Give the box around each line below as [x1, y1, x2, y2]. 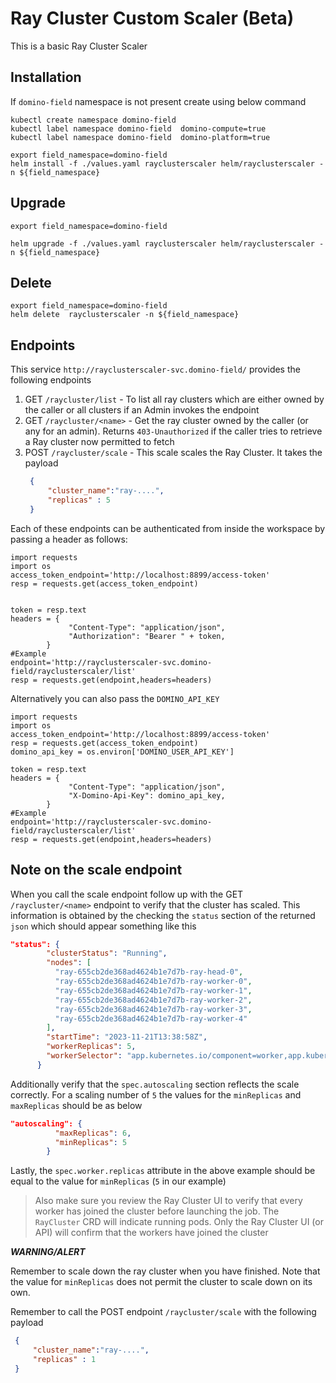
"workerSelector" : [46, 1051, 123, 1061]
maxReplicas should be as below [10, 1099, 143, 1111]
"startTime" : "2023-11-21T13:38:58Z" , [46, 1032, 208, 1042]
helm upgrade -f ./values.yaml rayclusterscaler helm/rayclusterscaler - [10, 238, 325, 249]
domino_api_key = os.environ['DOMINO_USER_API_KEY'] [10, 747, 235, 757]
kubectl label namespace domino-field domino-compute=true [10, 123, 267, 134]
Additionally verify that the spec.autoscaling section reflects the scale [10, 1078, 300, 1090]
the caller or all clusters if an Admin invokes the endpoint [24, 404, 260, 416]
